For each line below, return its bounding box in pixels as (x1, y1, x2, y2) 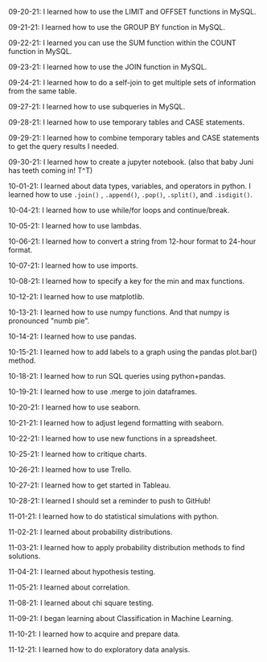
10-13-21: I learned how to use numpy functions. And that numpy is (8, 307, 230, 317)
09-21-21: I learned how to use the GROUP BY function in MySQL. (8, 23, 226, 31)
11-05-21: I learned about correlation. (8, 582, 130, 592)
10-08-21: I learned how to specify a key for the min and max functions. (8, 277, 245, 286)
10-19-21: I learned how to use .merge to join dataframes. (8, 387, 197, 397)
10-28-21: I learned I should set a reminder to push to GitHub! (8, 496, 212, 505)
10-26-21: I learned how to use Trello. (8, 465, 132, 474)
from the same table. (8, 86, 78, 96)
